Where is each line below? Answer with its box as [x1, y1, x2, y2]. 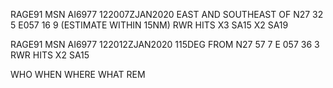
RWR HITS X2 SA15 [10, 49, 90, 61]
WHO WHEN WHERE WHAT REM [10, 69, 146, 80]
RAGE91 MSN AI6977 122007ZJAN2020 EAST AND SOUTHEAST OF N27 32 [10, 9, 324, 20]
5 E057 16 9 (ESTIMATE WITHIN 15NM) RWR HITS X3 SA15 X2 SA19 [10, 19, 289, 31]
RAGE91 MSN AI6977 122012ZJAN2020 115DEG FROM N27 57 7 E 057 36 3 [10, 39, 320, 50]
